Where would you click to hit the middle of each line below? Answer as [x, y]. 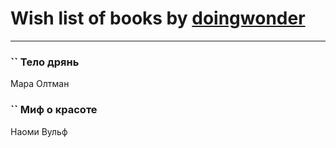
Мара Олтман [40, 84]
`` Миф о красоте [54, 110]
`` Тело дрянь [45, 62]
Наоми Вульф [39, 131]
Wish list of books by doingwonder [158, 18]
